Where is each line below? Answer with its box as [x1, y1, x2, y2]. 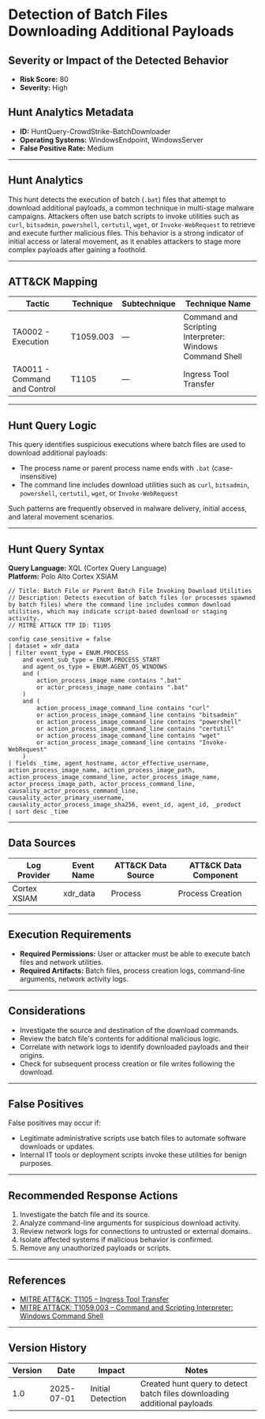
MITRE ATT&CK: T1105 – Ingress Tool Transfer [19, 1294, 170, 1304]
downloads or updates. [19, 1142, 95, 1152]
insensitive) [19, 471, 58, 482]
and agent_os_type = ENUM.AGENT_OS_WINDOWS [22, 663, 168, 671]
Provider [17, 870, 50, 881]
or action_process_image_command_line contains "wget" [36, 732, 221, 740]
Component [192, 870, 238, 881]
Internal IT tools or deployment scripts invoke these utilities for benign [19, 1150, 247, 1160]
